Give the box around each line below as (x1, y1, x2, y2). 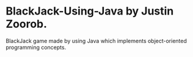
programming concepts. (5, 44, 67, 51)
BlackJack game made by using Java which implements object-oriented (5, 37, 188, 44)
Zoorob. (5, 17, 47, 31)
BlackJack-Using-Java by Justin (5, 4, 174, 18)
